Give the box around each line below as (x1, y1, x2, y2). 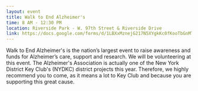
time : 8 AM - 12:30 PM (6, 19, 62, 25)
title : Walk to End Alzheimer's (6, 14, 85, 20)
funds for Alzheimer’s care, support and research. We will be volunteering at (6, 53, 192, 60)
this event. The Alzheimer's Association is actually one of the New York (6, 60, 179, 67)
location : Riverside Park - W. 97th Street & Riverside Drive (6, 25, 162, 31)
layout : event (6, 8, 41, 15)
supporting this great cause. (6, 78, 75, 86)
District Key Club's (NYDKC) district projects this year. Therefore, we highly (6, 66, 189, 73)
